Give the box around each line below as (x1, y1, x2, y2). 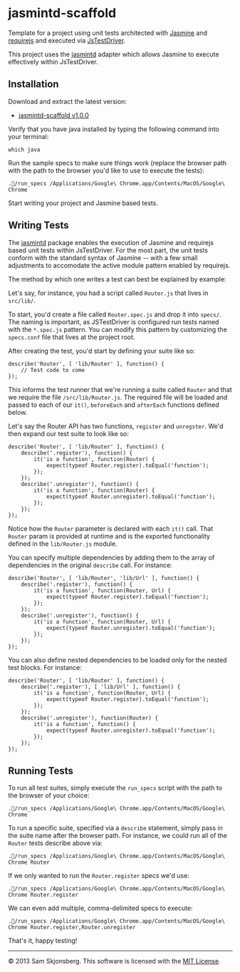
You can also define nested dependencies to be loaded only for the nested (8, 656, 227, 664)
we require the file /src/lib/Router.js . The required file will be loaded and (8, 393, 228, 401)
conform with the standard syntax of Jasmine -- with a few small (8, 253, 198, 262)
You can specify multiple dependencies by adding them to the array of (8, 553, 215, 562)
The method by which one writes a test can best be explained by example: (8, 274, 226, 283)
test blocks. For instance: (8, 663, 83, 671)
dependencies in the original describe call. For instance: (8, 561, 173, 569)
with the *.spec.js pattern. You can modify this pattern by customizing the (8, 325, 227, 334)
